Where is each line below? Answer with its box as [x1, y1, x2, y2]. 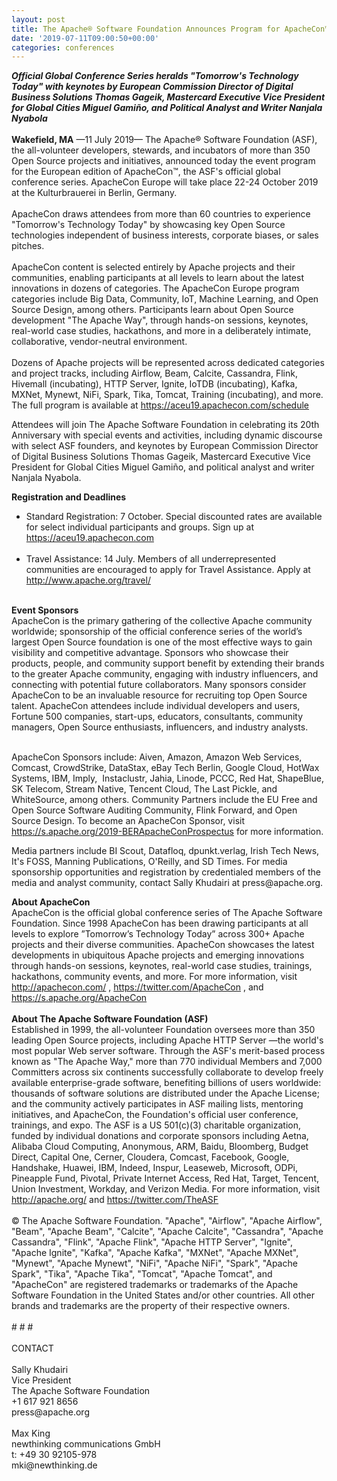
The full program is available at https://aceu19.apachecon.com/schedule [11, 399, 310, 411]
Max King [11, 1427, 51, 1440]
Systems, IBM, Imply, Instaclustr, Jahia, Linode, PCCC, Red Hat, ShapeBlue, [11, 772, 324, 785]
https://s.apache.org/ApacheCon [11, 992, 148, 1004]
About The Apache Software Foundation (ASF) [11, 1013, 209, 1025]
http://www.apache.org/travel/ [25, 574, 151, 586]
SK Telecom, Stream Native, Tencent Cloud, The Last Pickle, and [11, 783, 278, 795]
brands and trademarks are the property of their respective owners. [11, 1300, 291, 1312]
